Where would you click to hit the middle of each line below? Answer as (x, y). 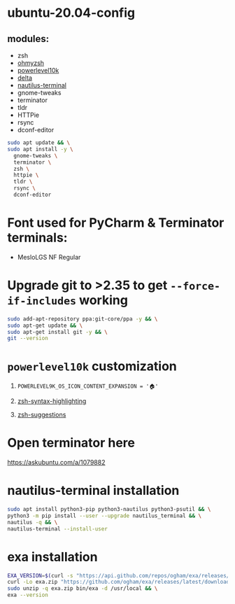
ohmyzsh (30, 63)
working (104, 300)
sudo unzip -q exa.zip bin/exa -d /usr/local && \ (83, 589)
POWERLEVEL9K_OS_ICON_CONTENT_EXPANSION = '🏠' (88, 386)
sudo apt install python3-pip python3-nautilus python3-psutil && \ (109, 510)
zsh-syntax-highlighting (52, 401)
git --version (28, 338)
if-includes (42, 301)
